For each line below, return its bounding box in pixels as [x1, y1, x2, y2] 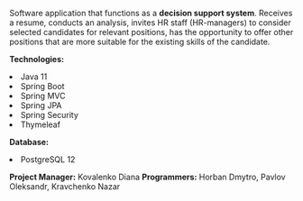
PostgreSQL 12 [21, 154, 76, 165]
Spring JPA [21, 100, 62, 111]
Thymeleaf [21, 119, 61, 130]
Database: [9, 137, 50, 147]
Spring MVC [21, 90, 66, 101]
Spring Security [21, 110, 79, 120]
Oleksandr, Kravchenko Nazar [9, 181, 121, 192]
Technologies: [9, 54, 65, 64]
